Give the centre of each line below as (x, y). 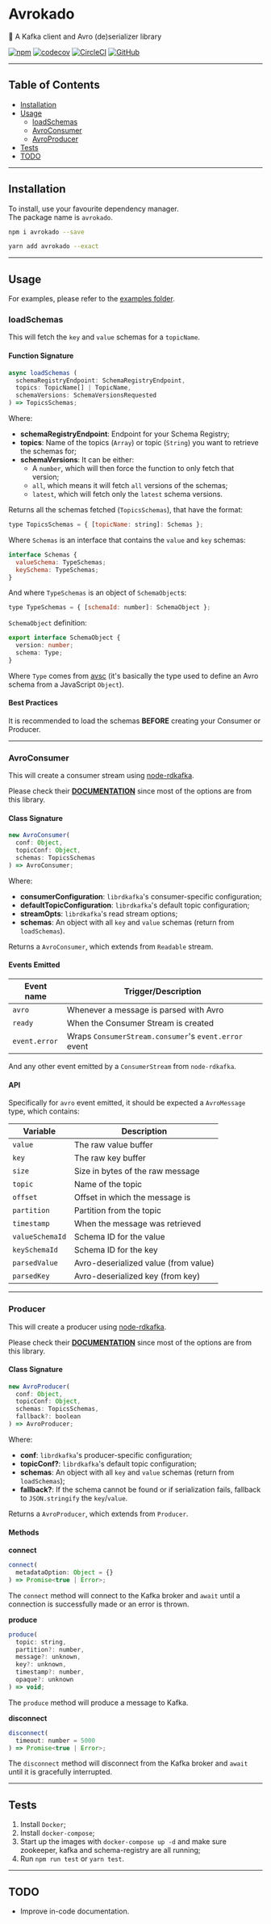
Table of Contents (54, 85)
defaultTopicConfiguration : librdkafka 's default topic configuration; (135, 905)
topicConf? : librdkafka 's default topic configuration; (108, 1463)
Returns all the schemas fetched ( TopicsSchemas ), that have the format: (126, 509)
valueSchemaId (40, 1237)
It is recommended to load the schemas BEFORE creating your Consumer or (135, 721)
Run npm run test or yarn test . (72, 1859)
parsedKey (31, 1276)
